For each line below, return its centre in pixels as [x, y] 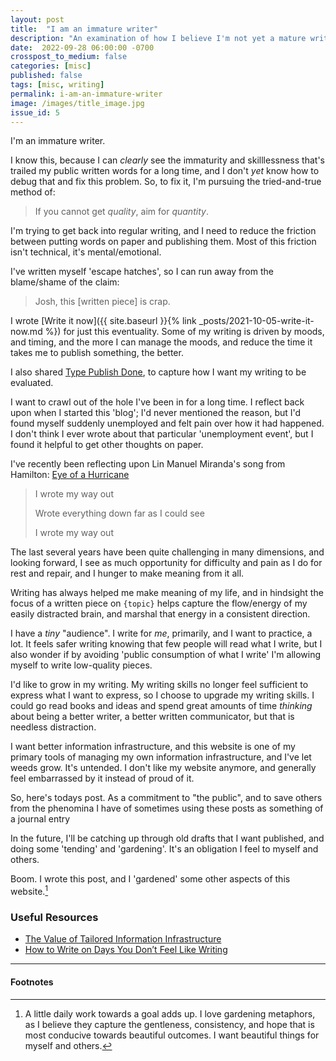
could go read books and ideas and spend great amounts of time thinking [161, 706]
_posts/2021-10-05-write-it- [256, 321]
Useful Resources [54, 917]
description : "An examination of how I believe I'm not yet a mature [158, 38]
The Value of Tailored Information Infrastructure [123, 939]
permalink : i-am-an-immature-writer [86, 94]
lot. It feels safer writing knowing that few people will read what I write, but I [166, 644]
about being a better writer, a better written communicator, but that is [152, 717]
